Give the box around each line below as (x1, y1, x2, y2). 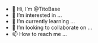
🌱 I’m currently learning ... (11, 18, 75, 24)
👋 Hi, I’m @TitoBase (11, 6, 61, 12)
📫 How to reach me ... (11, 31, 67, 37)
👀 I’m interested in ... (11, 12, 62, 19)
